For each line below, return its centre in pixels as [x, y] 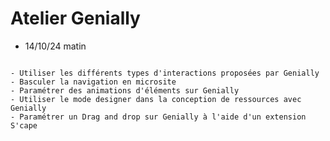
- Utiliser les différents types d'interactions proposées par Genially [165, 73]
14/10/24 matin [55, 46]
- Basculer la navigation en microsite [93, 82]
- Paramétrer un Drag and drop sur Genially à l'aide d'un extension [158, 117]
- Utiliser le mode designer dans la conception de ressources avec [156, 99]
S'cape [24, 125]
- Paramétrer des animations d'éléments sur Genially [125, 90]
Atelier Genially [75, 18]
